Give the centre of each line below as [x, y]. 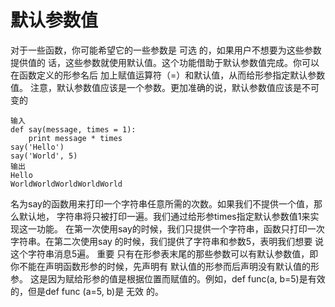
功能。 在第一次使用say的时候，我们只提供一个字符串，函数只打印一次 [180, 228]
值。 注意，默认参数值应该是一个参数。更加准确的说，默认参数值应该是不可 [165, 87]
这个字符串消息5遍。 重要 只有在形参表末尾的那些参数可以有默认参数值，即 [164, 253]
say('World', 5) [44, 156]
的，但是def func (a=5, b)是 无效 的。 [87, 291]
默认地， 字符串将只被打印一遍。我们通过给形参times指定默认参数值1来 [164, 216]
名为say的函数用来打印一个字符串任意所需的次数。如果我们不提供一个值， [162, 203]
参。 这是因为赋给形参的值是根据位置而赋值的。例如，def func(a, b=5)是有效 [168, 278]
